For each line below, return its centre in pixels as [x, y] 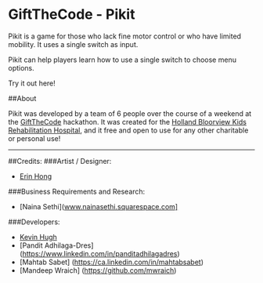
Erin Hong [36, 176]
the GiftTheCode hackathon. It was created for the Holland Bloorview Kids [127, 122]
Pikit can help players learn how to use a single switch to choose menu [122, 60]
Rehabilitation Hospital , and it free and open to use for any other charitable [128, 130]
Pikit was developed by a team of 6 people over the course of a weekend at [130, 113]
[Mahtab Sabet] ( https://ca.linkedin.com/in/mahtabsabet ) [112, 262]
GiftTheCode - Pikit [72, 15]
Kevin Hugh [38, 237]
